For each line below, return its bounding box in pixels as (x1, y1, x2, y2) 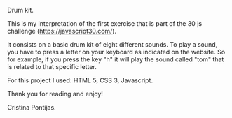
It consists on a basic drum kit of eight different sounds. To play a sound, (7, 40, 218, 48)
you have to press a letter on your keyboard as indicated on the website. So (7, 48, 226, 56)
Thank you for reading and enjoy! (7, 90, 104, 98)
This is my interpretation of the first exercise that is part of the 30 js (7, 20, 202, 27)
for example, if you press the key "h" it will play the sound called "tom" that (7, 55, 224, 64)
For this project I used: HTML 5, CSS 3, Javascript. (7, 76, 153, 84)
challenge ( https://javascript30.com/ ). (7, 27, 117, 35)
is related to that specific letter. (7, 63, 97, 71)
